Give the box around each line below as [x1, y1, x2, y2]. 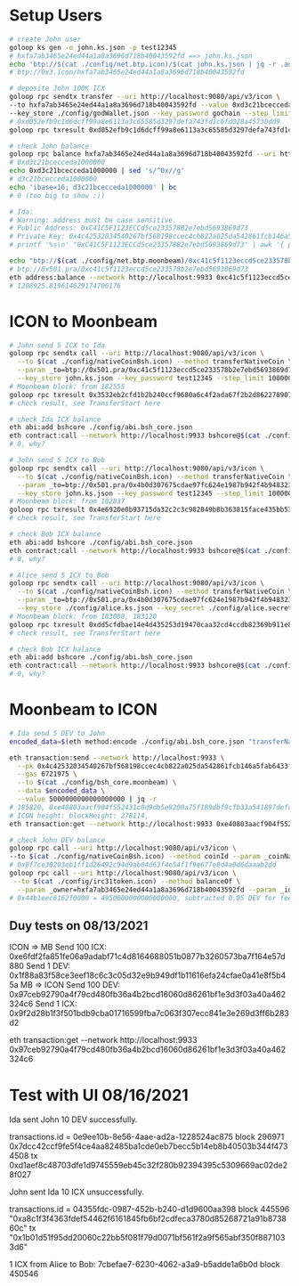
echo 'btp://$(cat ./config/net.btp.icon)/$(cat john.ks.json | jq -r [9, 60, 277, 69]
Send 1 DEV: [26, 961, 70, 972]
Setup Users [9, 5, 102, 26]
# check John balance [9, 142, 90, 151]
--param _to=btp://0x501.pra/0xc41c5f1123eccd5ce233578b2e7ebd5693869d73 [17, 366, 296, 375]
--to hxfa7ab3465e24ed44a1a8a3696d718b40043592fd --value [9, 101, 229, 110]
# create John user [9, 35, 82, 44]
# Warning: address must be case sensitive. [9, 216, 177, 224]
